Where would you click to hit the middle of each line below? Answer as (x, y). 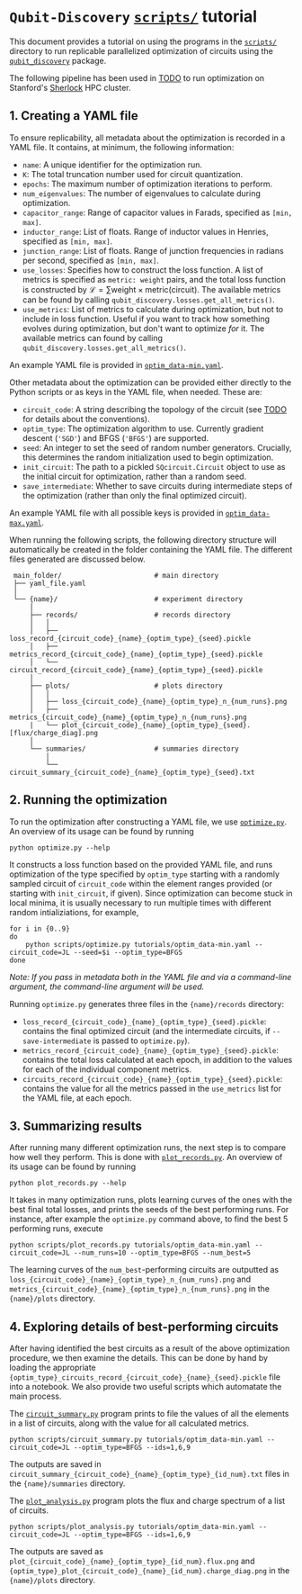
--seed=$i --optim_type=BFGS (128, 952)
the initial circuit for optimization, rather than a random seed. (134, 476)
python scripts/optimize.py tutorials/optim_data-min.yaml (138, 944)
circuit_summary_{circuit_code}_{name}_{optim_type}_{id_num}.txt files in (150, 1474)
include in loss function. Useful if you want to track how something (146, 319)
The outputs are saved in (55, 1464)
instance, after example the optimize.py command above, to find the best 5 (149, 1219)
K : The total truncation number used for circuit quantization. (133, 174)
